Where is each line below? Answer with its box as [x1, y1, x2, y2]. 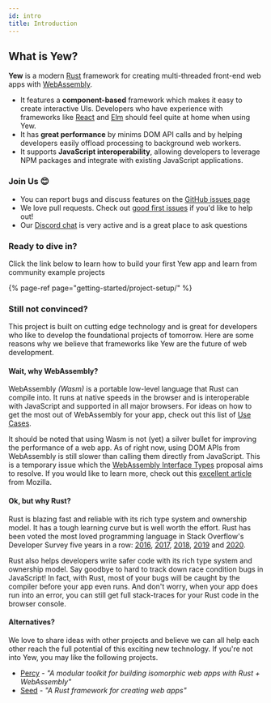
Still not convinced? [8, 303, 88, 315]
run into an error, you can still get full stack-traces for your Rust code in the [8, 589, 259, 600]
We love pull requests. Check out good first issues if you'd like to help [19, 203, 253, 212]
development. [8, 348, 54, 358]
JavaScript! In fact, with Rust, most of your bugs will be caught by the [8, 572, 240, 582]
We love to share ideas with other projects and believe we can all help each [8, 635, 260, 645]
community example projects [8, 267, 105, 276]
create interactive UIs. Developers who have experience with [19, 104, 223, 114]
